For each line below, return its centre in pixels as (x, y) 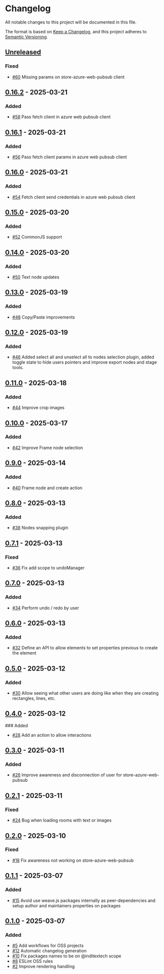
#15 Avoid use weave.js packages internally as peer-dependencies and (84, 900)
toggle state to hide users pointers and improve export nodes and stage (84, 362)
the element (24, 653)
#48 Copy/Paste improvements (43, 317)
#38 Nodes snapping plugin (40, 528)
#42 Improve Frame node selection (47, 448)
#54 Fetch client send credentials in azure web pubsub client (74, 197)
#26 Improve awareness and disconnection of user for (67, 775)
